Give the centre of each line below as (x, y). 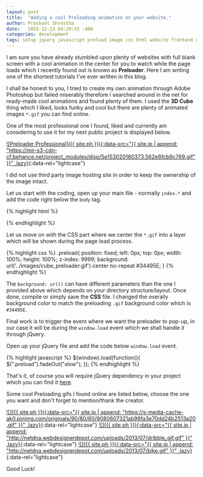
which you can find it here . (39, 382)
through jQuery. (26, 334)
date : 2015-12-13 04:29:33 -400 (50, 29)
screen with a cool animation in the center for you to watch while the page (98, 64)
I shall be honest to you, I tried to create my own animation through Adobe (98, 88)
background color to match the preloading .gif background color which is (99, 303)
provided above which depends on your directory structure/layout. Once (96, 290)
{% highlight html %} (32, 211)
